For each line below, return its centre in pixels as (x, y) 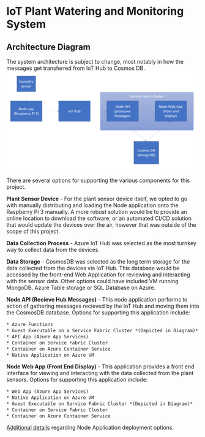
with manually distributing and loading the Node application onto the (92, 205)
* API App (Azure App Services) (47, 337)
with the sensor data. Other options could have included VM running (92, 281)
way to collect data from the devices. (53, 250)
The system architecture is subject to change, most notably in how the (95, 62)
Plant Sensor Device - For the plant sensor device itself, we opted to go (97, 199)
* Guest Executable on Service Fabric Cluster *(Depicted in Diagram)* (99, 404)
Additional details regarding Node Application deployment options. (90, 428)
